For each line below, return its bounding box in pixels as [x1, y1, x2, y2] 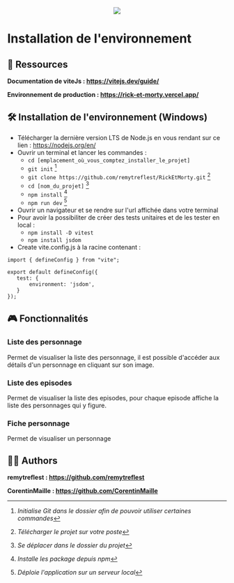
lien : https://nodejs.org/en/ [17, 141, 96, 149]
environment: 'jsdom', [29, 281, 95, 288]
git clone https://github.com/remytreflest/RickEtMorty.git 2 [27, 172, 211, 181]
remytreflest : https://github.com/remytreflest [7, 474, 145, 482]
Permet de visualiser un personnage [7, 434, 111, 443]
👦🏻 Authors [7, 455, 58, 467]
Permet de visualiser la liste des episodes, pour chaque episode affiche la [7, 394, 219, 402]
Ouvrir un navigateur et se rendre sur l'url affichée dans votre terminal [17, 206, 219, 215]
